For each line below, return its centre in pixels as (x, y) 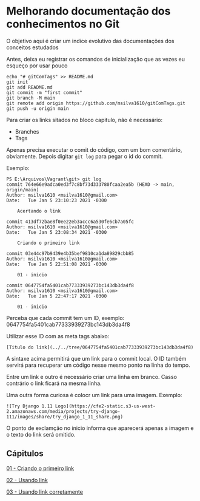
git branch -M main (31, 98)
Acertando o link (39, 211)
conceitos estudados (32, 47)
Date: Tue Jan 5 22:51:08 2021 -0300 (57, 264)
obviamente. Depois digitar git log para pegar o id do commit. (85, 156)
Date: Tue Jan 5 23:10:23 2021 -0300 (57, 200)
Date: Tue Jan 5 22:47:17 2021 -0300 (57, 296)
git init (17, 82)
